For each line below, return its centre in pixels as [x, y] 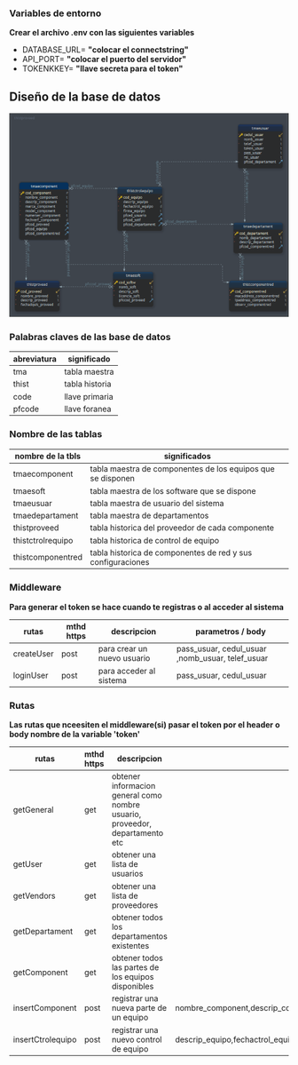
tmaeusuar [32, 503]
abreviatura [35, 359]
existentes [130, 945]
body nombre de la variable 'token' [74, 735]
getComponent [40, 972]
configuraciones [120, 561]
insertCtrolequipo [45, 1039]
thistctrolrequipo [43, 540]
